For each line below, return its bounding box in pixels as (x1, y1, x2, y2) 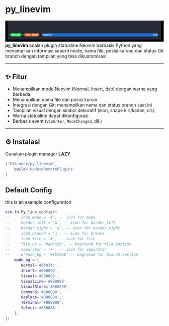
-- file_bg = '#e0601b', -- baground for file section (5, 241, 132, 247)
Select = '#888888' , (21, 305, 59, 311)
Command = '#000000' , (21, 289, 62, 295)
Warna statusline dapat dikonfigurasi (12, 113, 89, 119)
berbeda (12, 91, 31, 97)
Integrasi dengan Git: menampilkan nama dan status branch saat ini (12, 102, 152, 108)
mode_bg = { (14, 257, 39, 263)
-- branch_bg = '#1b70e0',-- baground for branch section (5, 252, 138, 257)
